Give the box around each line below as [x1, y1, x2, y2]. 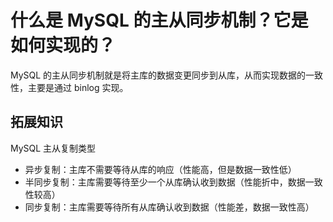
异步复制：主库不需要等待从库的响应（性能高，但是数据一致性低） [24, 163, 297, 175]
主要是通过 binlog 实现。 [27, 81, 129, 93]
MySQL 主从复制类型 [10, 142, 97, 154]
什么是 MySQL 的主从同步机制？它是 [10, 9, 309, 32]
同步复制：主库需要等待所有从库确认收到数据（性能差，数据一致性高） [24, 201, 315, 213]
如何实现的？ [10, 34, 117, 57]
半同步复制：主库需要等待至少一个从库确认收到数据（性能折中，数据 [24, 176, 306, 188]
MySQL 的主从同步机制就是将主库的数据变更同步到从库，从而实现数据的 [10, 69, 307, 81]
